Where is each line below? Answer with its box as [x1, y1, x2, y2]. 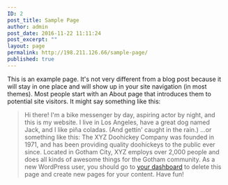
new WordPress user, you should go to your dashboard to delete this [24, 162, 222, 171]
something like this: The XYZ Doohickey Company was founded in [24, 133, 215, 141]
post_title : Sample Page [7, 17, 79, 24]
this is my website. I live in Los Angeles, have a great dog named [24, 118, 211, 126]
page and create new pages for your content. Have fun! [24, 170, 185, 178]
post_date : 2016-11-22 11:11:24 [7, 29, 101, 37]
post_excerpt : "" [7, 36, 58, 43]
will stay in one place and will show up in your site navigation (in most [7, 82, 207, 91]
